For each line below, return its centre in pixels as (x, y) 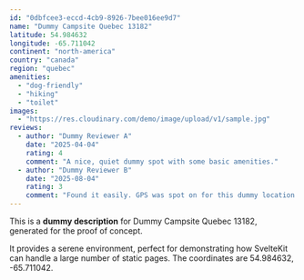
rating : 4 (45, 153)
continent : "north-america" (63, 52)
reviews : (26, 128)
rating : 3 (45, 187)
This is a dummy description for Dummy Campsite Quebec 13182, (133, 221)
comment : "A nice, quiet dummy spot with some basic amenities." (152, 161)
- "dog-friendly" (51, 85)
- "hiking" (38, 94)
